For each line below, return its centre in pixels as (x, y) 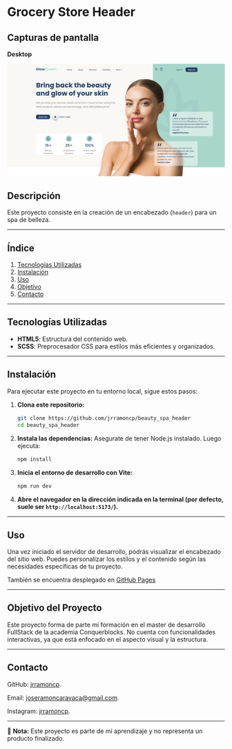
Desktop (20, 54)
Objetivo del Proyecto (55, 608)
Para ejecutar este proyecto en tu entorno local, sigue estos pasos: (103, 391)
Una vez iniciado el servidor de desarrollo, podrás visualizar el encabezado (114, 551)
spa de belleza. (29, 220)
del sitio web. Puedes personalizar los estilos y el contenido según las (107, 559)
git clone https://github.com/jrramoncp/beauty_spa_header (104, 418)
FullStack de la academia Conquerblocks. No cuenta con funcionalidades (112, 632)
